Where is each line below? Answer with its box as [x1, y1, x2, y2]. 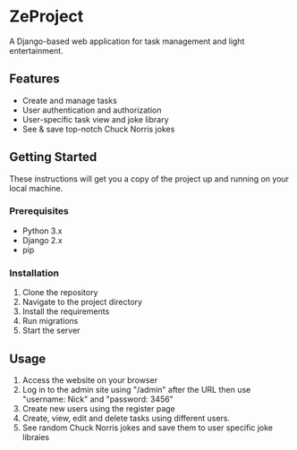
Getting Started [9, 149, 98, 165]
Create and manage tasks [21, 95, 118, 106]
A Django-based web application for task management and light [9, 36, 245, 47]
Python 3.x [21, 225, 63, 236]
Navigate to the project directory [21, 297, 143, 308]
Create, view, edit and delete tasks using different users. [21, 412, 231, 423]
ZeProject [9, 6, 84, 27]
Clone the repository [21, 287, 98, 298]
